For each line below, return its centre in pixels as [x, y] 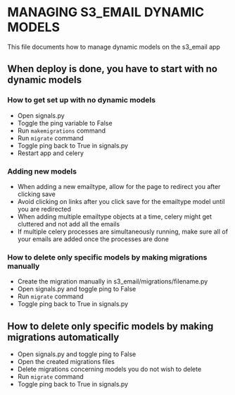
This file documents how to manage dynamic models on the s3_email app [114, 47]
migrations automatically [63, 337]
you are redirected [44, 209]
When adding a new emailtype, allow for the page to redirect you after [119, 186]
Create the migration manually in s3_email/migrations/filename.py [113, 281]
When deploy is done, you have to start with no [113, 69]
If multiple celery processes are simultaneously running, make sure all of [123, 231]
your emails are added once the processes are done [93, 239]
